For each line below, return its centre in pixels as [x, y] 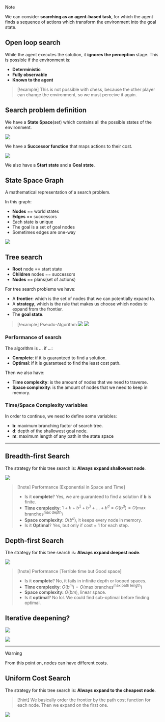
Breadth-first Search [38, 456]
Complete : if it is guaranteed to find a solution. [59, 358]
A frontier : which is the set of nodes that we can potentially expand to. [84, 299]
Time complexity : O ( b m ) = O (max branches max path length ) [83, 587]
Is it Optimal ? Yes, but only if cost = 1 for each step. [77, 525]
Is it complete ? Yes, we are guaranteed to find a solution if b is [88, 496]
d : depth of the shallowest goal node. [50, 431]
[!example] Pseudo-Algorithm [47, 325]
